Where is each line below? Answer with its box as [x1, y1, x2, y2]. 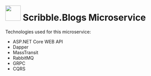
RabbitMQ [12, 55, 34, 61]
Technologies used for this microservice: [5, 29, 91, 35]
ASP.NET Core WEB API [12, 38, 63, 44]
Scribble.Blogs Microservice [22, 12, 146, 23]
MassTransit [12, 49, 39, 56]
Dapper [12, 44, 29, 50]
